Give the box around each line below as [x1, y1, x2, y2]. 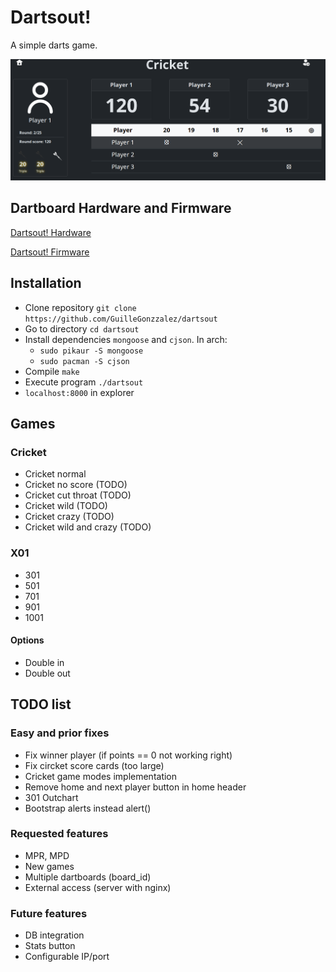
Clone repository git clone [24, 301, 137, 313]
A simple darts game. [10, 39, 98, 51]
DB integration [24, 929, 85, 941]
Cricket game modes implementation [24, 770, 178, 782]
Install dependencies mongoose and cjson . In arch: [24, 333, 228, 345]
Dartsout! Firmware [10, 246, 90, 258]
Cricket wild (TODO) [24, 500, 108, 512]
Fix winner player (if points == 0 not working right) [24, 749, 233, 761]
